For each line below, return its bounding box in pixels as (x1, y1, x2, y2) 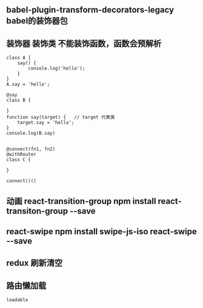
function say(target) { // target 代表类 (6, 115, 115, 121)
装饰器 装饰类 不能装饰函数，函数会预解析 (6, 38, 162, 49)
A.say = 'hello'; (6, 81, 50, 87)
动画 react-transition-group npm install (6, 196, 156, 206)
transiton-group (6, 206, 68, 216)
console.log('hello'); (28, 65, 85, 72)
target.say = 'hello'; (17, 119, 75, 126)
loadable (6, 297, 28, 303)
